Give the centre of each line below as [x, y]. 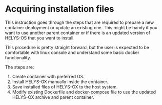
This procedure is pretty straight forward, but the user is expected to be [77, 47]
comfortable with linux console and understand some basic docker [72, 52]
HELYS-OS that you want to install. [40, 38]
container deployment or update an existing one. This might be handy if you [81, 27]
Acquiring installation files [60, 9]
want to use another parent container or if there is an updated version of [78, 33]
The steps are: [20, 67]
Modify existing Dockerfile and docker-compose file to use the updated [84, 92]
